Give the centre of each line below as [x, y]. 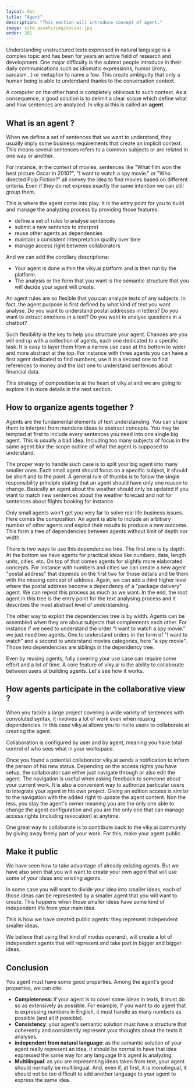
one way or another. [30, 155]
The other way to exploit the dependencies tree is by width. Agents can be [95, 616]
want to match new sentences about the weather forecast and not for [89, 495]
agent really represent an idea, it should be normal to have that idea [95, 1049]
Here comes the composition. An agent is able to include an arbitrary [88, 518]
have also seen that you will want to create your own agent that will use [92, 872]
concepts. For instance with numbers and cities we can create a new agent [96, 567]
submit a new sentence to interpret [56, 227]
